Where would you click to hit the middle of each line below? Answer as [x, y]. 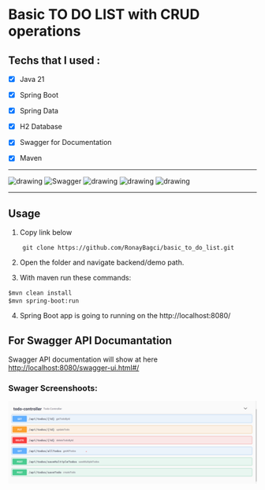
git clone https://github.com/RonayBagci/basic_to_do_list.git [129, 248]
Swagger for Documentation [65, 143]
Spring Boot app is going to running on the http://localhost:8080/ [125, 316]
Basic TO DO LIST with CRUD [104, 15]
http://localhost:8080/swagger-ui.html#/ [74, 367]
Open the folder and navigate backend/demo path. [102, 262]
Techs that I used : [54, 60]
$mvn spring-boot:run [44, 301]
